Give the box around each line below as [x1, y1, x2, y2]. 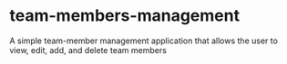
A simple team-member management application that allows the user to [9, 35, 278, 46]
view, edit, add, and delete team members [9, 44, 167, 55]
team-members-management [9, 5, 240, 26]
